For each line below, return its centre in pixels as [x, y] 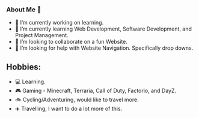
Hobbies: [24, 67]
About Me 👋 [24, 10]
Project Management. [41, 35]
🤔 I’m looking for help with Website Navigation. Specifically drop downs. [104, 48]
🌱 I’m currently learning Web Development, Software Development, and [103, 29]
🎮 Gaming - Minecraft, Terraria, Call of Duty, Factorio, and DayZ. [96, 91]
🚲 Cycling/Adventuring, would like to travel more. [77, 100]
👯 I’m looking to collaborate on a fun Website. [71, 42]
